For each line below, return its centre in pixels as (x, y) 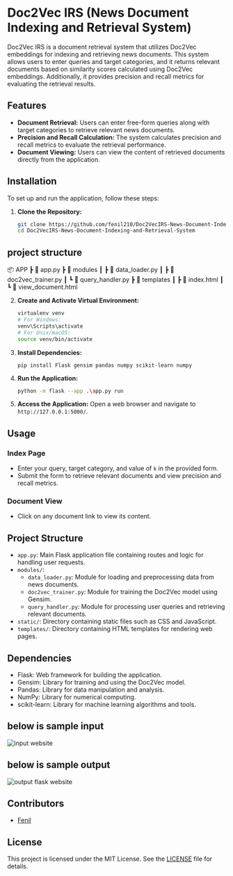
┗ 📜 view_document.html (42, 287)
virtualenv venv (41, 313)
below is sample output (59, 765)
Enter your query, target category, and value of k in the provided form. (118, 468)
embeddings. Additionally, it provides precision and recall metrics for (106, 76)
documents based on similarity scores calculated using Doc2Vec (100, 69)
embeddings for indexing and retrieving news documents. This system (108, 54)
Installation (32, 181)
